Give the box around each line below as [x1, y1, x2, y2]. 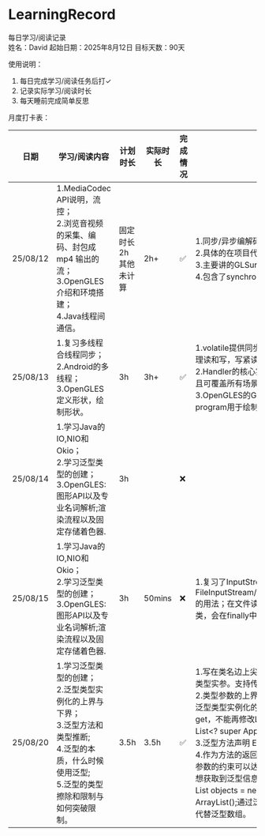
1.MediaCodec [56, 183, 112, 194]
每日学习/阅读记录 [8, 32, 67, 42]
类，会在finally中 [195, 610, 258, 621]
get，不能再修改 [195, 714, 255, 725]
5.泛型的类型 [56, 778, 104, 789]
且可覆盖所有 [195, 378, 243, 389]
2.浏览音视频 [56, 217, 104, 228]
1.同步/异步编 [195, 235, 245, 247]
